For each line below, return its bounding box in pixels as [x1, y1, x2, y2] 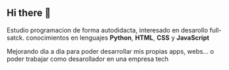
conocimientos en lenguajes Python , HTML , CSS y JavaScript [26, 33, 210, 42]
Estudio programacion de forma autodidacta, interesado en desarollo [6, 25, 208, 34]
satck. [6, 33, 25, 42]
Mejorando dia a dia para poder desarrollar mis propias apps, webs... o [6, 47, 214, 55]
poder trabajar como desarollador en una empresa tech [6, 54, 169, 63]
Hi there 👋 [6, 7, 51, 19]
